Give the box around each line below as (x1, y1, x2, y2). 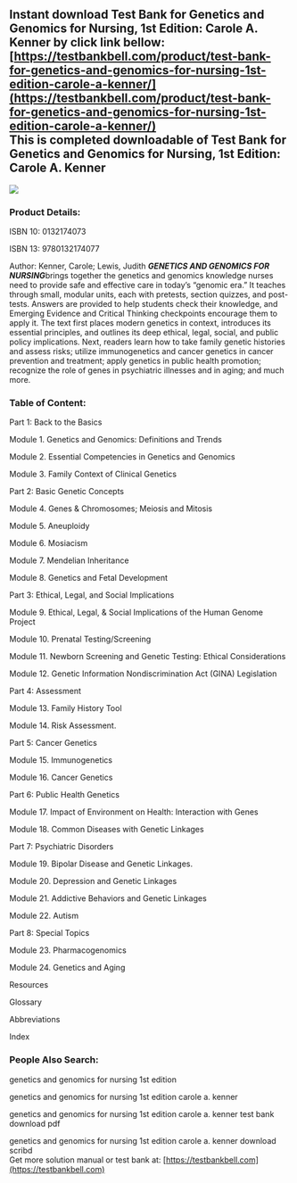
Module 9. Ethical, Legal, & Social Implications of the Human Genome (9, 607, 264, 618)
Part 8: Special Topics (9, 928, 90, 939)
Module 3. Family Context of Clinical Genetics (9, 468, 177, 480)
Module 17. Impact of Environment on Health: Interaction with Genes (9, 807, 259, 817)
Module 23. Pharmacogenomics (9, 945, 127, 955)
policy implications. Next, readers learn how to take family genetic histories (9, 336, 285, 347)
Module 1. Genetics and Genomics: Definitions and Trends (9, 434, 223, 445)
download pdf (9, 1118, 61, 1129)
